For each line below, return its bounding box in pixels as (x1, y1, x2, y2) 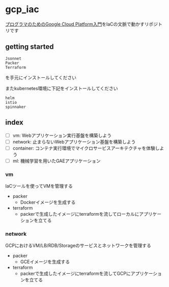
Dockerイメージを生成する (20, 199, 76, 206)
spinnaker (5, 104, 26, 109)
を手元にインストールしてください (5, 74, 76, 80)
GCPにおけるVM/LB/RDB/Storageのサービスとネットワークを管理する (5, 243, 152, 249)
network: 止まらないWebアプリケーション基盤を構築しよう (12, 138, 136, 145)
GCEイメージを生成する (20, 259, 70, 265)
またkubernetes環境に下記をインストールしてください (5, 85, 118, 91)
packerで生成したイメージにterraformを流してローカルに (20, 211, 139, 217)
